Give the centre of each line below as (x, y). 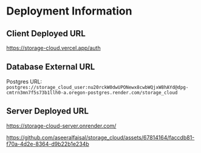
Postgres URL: (24, 81)
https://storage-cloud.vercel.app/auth (54, 48)
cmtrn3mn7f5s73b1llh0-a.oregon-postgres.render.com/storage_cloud (92, 93)
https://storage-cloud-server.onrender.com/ (61, 126)
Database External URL (51, 67)
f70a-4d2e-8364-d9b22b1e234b (48, 144)
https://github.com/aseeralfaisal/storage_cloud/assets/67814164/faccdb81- (101, 137)
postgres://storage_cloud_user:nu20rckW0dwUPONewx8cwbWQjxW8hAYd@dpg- (97, 87)
